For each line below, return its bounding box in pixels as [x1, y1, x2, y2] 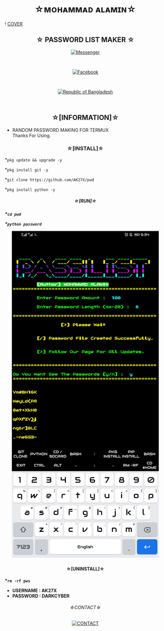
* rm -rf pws [5, 577, 31, 584]
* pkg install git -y [5, 166, 49, 173]
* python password [5, 221, 42, 227]
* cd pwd [5, 211, 21, 217]
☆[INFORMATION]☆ [52, 113, 119, 122]
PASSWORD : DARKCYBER [12, 593, 70, 599]
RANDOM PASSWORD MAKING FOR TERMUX [12, 127, 109, 133]
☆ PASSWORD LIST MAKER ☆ [36, 36, 135, 44]
